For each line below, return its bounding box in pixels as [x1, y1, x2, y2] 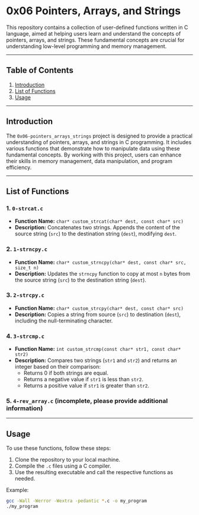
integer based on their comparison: [14, 363, 101, 370]
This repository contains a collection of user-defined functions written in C [6, 24, 188, 31]
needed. [14, 475, 36, 482]
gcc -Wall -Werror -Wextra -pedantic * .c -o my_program [6, 498, 147, 504]
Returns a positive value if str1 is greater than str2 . [23, 382, 150, 389]
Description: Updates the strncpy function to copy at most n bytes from [14, 270, 191, 277]
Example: [6, 487, 29, 494]
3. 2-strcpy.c [6, 291, 44, 299]
